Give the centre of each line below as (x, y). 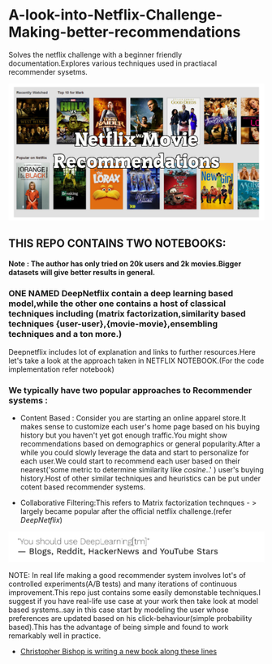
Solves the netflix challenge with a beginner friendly (95, 54)
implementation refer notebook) (62, 369)
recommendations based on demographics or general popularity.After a (140, 443)
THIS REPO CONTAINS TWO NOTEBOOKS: (117, 243)
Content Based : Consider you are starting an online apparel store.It (133, 418)
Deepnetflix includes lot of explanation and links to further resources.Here (132, 351)
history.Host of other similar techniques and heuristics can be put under (140, 478)
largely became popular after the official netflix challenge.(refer (126, 511)
